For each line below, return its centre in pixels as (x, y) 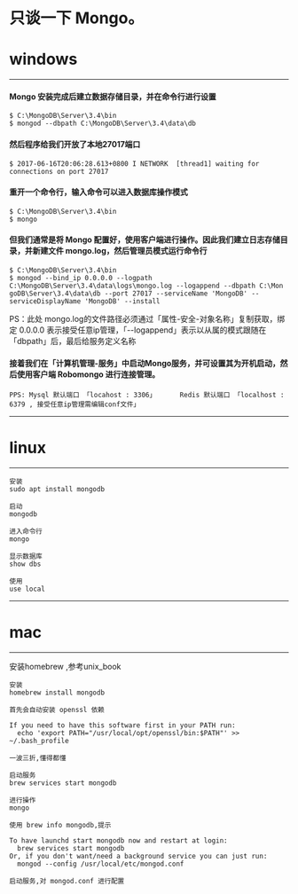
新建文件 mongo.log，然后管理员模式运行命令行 (120, 251)
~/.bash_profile (39, 741)
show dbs (25, 564)
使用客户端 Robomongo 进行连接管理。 (88, 374)
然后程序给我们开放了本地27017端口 (75, 144)
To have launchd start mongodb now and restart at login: (118, 841)
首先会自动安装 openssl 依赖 (57, 710)
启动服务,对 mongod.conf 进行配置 (67, 882)
